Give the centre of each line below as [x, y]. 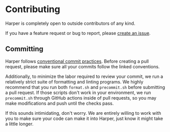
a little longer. [20, 124]
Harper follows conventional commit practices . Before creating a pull [77, 61]
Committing [24, 49]
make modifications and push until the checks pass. [60, 103]
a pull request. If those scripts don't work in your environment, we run [78, 93]
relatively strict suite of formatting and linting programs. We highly [74, 81]
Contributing [33, 9]
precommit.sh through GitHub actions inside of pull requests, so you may [81, 98]
